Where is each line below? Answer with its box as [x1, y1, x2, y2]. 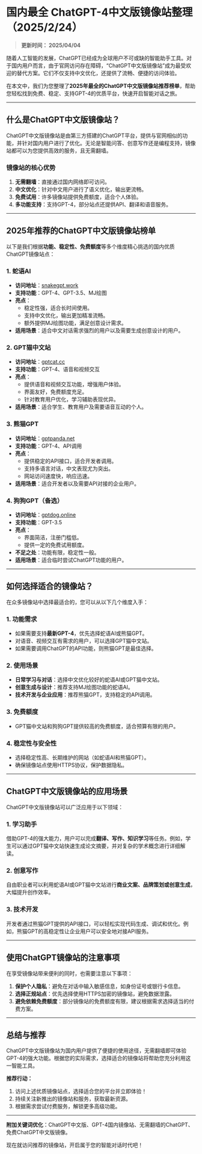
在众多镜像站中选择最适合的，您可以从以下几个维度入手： [6, 598, 148, 606]
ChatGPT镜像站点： [6, 250, 55, 258]
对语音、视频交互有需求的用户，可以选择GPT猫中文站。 [14, 637, 153, 645]
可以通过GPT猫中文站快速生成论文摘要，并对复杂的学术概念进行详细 [11, 842, 180, 849]
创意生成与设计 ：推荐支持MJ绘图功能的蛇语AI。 [14, 684, 133, 691]
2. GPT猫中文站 [6, 344, 51, 352]
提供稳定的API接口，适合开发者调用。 [23, 457, 117, 464]
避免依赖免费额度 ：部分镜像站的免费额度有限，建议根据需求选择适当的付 [14, 997, 194, 1005]
